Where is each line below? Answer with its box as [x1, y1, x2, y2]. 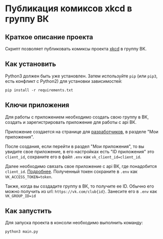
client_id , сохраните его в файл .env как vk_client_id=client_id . [5, 154, 141, 160]
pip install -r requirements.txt [5, 88, 73, 93]
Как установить [5, 60, 56, 69]
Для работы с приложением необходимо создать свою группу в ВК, [5, 114, 149, 120]
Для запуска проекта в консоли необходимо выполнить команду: [5, 220, 143, 226]
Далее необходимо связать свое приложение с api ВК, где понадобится [5, 163, 157, 169]
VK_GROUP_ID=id [5, 193, 36, 198]
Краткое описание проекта [5, 33, 93, 41]
